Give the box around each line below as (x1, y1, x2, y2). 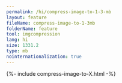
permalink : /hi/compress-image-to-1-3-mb (6, 8, 112, 15)
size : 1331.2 (6, 43, 39, 49)
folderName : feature (6, 25, 58, 32)
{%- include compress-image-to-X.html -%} (6, 70, 116, 77)
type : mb (6, 48, 28, 54)
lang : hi (6, 37, 28, 43)
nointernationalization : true (6, 54, 82, 60)
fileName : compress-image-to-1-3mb (6, 20, 96, 26)
